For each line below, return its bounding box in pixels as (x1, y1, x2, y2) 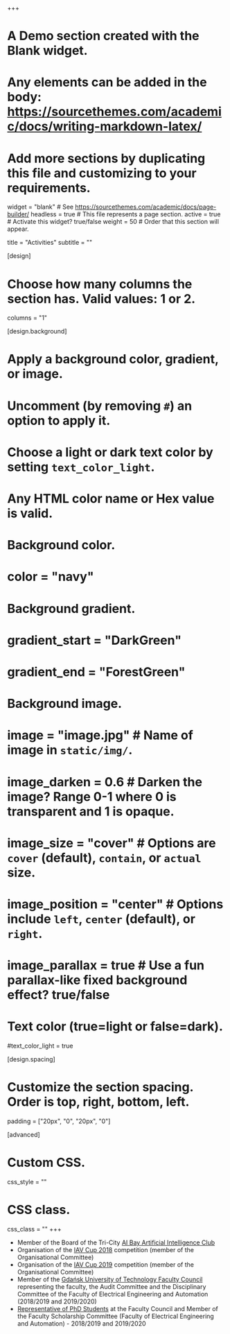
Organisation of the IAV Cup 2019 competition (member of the (17, 1260, 194, 1269)
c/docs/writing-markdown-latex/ (7, 119, 202, 135)
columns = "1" (7, 313, 47, 322)
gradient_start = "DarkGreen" (7, 632, 182, 648)
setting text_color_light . (7, 459, 155, 475)
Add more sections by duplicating (7, 150, 206, 166)
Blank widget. (7, 43, 88, 59)
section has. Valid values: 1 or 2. (7, 291, 196, 306)
